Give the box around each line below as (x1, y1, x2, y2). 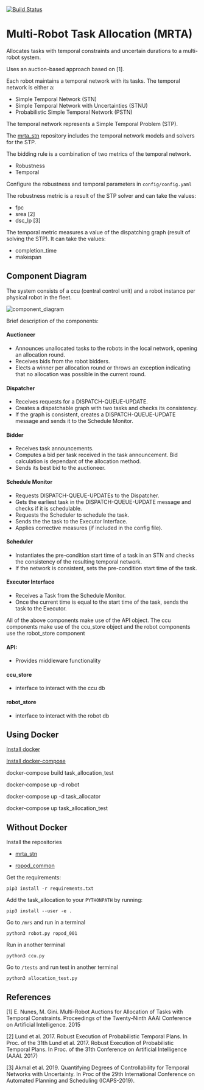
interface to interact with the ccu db (15, 685, 105, 692)
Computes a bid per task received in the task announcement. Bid (15, 451, 178, 459)
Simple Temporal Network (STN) (15, 95, 97, 103)
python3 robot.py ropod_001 (6, 931, 78, 937)
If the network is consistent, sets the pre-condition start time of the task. (15, 564, 197, 571)
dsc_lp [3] (15, 217, 41, 224)
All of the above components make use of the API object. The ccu (6, 617, 172, 624)
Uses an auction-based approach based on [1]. (6, 65, 125, 72)
